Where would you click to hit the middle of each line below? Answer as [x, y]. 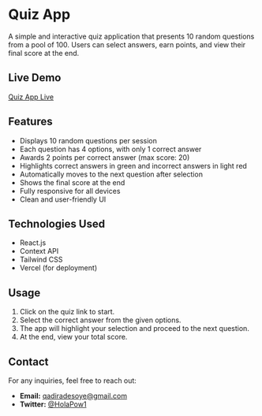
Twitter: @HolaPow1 [53, 404]
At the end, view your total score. [73, 337]
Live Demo [35, 78]
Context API [39, 251]
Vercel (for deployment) [58, 268]
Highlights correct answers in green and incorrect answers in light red [133, 165]
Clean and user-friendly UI [63, 199]
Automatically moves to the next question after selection [111, 174]
